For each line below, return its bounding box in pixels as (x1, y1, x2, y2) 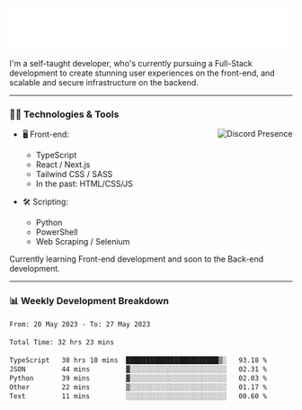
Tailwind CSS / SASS (35, 169, 113, 180)
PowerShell (35, 227, 78, 237)
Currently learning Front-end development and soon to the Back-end (9, 254, 264, 264)
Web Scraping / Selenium (35, 236, 130, 247)
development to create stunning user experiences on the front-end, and (9, 67, 276, 78)
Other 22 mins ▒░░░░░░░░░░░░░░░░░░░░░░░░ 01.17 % (9, 382, 268, 392)
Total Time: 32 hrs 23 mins (9, 337, 115, 347)
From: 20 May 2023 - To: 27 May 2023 (9, 319, 151, 329)
